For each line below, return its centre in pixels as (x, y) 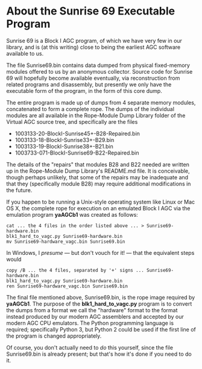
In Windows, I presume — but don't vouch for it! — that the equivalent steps (100, 252)
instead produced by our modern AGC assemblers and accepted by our (95, 316)
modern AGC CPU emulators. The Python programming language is (90, 323)
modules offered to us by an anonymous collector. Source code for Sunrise (99, 71)
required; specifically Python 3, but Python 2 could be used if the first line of (101, 329)
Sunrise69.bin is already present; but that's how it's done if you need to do (99, 354)
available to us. (25, 53)
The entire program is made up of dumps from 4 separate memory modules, (101, 102)
